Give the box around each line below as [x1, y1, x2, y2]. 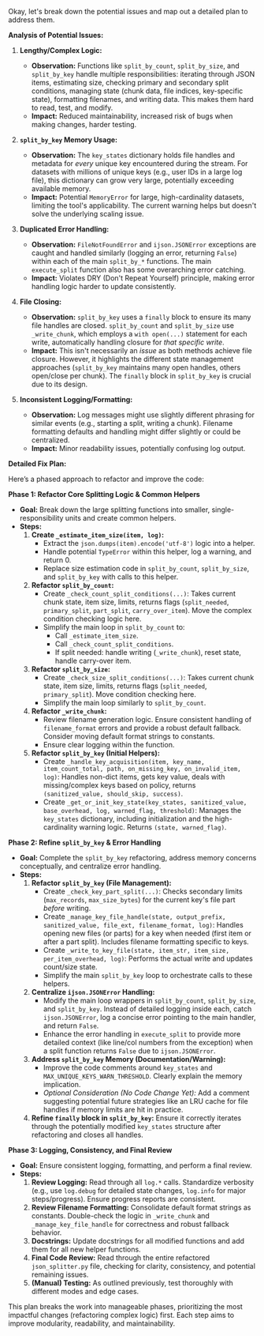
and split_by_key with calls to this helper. [43, 572, 179, 581]
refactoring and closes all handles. [31, 1130, 143, 1139]
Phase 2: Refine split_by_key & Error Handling [8, 837, 162, 847]
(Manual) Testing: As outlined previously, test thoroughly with [31, 1278, 234, 1287]
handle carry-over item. [54, 656, 132, 665]
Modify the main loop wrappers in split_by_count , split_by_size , [43, 995, 256, 1005]
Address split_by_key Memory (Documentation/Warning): [31, 1055, 226, 1063]
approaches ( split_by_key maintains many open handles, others [31, 363, 241, 372]
